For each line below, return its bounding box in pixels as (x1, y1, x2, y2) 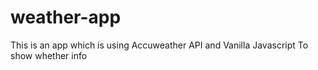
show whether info (10, 49, 88, 61)
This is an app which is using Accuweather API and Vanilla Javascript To (10, 39, 309, 51)
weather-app (10, 6, 122, 29)
